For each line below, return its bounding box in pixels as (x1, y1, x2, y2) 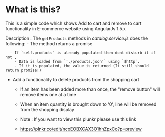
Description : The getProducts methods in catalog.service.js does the (5, 35, 148, 41)
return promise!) (5, 68, 42, 73)
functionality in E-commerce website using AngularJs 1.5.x (5, 25, 126, 31)
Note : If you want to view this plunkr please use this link (20, 116, 137, 122)
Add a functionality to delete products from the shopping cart (12, 76, 139, 82)
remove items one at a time (20, 91, 76, 97)
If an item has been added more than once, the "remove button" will (20, 86, 160, 92)
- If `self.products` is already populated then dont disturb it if (10, 50, 156, 55)
